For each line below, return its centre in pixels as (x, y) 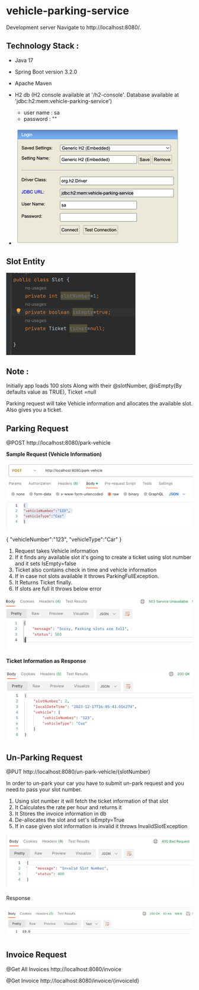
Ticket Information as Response (46, 661)
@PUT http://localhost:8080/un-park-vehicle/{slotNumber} (78, 772)
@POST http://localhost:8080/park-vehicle (58, 443)
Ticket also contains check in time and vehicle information (86, 570)
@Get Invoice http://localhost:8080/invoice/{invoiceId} (73, 981)
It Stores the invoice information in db (60, 814)
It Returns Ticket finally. (44, 582)
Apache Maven (33, 83)
